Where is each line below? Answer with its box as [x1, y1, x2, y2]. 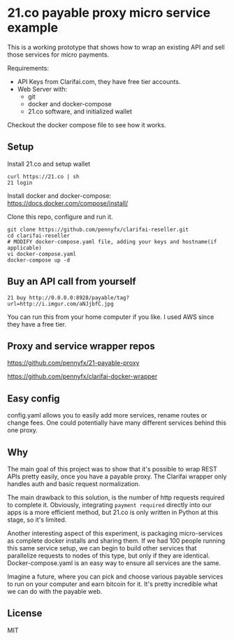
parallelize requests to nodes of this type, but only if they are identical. [7, 551, 210, 560]
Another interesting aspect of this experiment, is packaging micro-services [7, 529, 224, 537]
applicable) [7, 244, 42, 251]
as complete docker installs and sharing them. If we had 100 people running [7, 536, 226, 545]
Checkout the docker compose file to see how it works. [7, 120, 166, 129]
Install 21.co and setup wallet [7, 159, 91, 168]
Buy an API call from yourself [7, 276, 136, 287]
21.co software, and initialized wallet [27, 107, 133, 115]
